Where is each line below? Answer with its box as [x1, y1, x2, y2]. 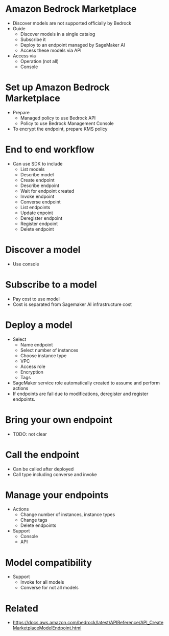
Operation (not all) [20, 58, 59, 64]
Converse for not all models [20, 585, 79, 591]
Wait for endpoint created [20, 188, 75, 194]
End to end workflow [5, 144, 94, 155]
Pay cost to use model [12, 296, 60, 302]
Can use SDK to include [12, 160, 63, 167]
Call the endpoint [5, 449, 80, 460]
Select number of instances [20, 347, 79, 353]
